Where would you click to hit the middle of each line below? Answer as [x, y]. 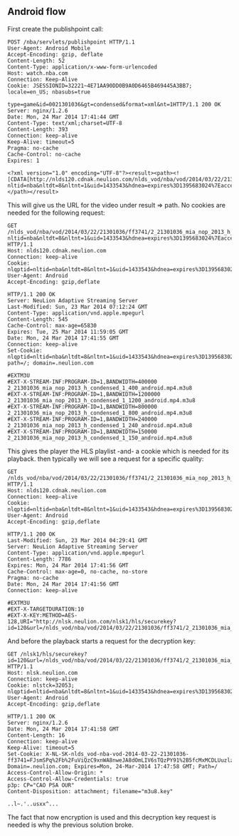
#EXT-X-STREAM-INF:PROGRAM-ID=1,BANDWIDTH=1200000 [84, 394]
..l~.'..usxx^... [33, 804]
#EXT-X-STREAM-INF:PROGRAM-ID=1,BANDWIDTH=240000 [83, 419]
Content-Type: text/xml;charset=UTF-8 [65, 123]
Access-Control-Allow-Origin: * [55, 773]
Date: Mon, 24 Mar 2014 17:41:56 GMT [63, 584]
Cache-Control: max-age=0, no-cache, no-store [78, 571]
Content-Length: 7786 [39, 559]
